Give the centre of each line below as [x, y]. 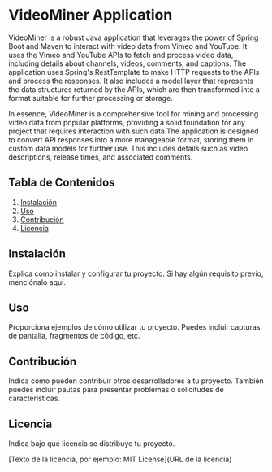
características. [35, 398]
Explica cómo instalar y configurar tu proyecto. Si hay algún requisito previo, [136, 273]
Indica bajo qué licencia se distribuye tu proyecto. [92, 444]
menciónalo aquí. [37, 282]
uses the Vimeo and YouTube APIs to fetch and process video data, [121, 55]
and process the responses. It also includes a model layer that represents [131, 81]
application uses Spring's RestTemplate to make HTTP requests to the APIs [134, 72]
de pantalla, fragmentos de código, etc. [74, 336]
